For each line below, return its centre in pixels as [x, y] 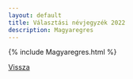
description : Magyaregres [51, 30]
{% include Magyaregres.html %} [63, 52]
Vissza [19, 67]
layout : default [35, 15]
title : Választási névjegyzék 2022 [67, 23]
